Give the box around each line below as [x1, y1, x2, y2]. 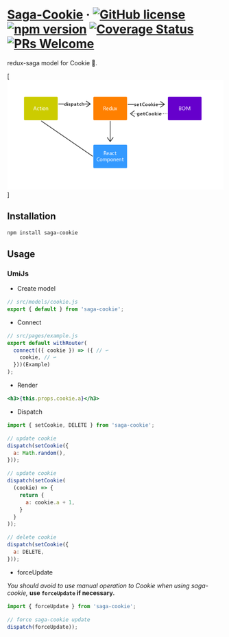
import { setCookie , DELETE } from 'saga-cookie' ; [7, 421, 155, 429]
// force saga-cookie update [7, 616, 91, 623]
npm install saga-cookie [7, 230, 78, 236]
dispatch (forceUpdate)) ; [7, 623, 78, 630]
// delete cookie [7, 534, 57, 541]
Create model [16, 284, 56, 293]
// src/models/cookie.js [7, 299, 78, 306]
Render [16, 381, 38, 390]
